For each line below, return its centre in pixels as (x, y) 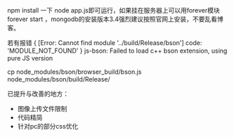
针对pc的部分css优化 (48, 126)
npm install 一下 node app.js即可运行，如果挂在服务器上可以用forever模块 (113, 10)
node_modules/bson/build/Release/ (59, 79)
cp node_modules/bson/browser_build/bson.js (74, 72)
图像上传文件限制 (42, 109)
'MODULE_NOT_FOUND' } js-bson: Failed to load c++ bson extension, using (117, 51)
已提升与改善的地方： (38, 94)
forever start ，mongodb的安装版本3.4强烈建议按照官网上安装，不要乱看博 (115, 19)
